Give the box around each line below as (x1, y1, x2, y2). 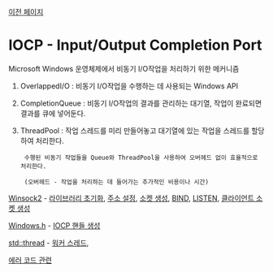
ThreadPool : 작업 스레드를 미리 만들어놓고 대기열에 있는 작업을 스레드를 (19, 125, 250, 136)
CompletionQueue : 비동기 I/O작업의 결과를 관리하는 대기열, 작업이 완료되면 (19, 98, 262, 108)
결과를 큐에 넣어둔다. (19, 108, 86, 118)
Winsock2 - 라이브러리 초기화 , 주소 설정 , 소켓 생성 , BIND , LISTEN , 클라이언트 (8, 193, 254, 203)
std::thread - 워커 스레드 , (8, 238, 89, 248)
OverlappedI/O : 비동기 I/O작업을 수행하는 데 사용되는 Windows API (19, 80, 239, 91)
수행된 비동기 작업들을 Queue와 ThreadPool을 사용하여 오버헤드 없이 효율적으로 (24, 153, 258, 162)
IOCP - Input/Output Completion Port (8, 36, 262, 54)
